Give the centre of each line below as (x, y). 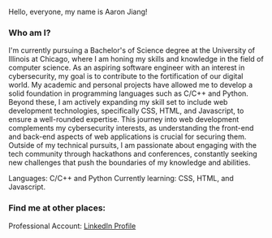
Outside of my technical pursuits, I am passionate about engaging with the (133, 145)
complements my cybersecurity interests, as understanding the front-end (131, 128)
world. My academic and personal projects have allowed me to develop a (131, 85)
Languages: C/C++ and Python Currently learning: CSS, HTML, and (121, 179)
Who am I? (30, 32)
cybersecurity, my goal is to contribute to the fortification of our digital (126, 76)
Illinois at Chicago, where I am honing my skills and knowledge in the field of (136, 59)
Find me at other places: (57, 208)
